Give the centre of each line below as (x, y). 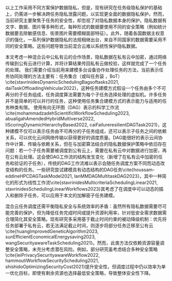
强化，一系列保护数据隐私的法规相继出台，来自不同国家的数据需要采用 (88, 40)
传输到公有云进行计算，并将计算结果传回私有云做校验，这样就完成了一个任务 (86, 63)
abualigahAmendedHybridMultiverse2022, (50, 119)
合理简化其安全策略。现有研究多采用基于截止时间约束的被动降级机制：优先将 (86, 219)
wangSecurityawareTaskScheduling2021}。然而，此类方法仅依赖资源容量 (83, 243)
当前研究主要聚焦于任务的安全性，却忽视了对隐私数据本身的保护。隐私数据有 (86, 20)
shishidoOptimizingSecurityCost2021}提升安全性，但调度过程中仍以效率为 (83, 267)
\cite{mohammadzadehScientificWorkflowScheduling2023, (68, 113)
